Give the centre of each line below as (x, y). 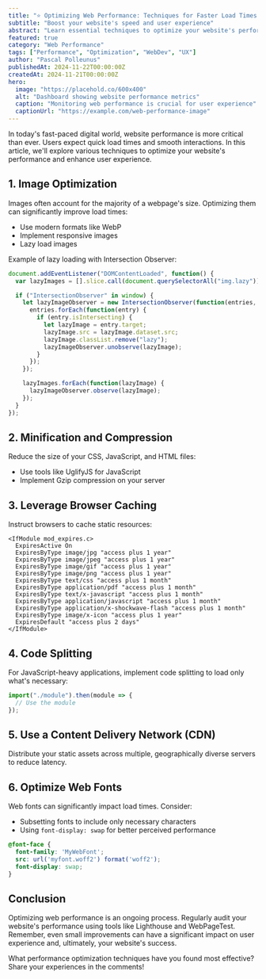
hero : (17, 82)
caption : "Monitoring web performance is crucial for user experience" (136, 104)
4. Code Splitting (50, 654)
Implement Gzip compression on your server (92, 480)
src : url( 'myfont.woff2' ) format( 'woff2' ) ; (88, 859)
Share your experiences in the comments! (76, 967)
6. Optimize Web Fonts (65, 787)
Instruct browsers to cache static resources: (80, 525)
